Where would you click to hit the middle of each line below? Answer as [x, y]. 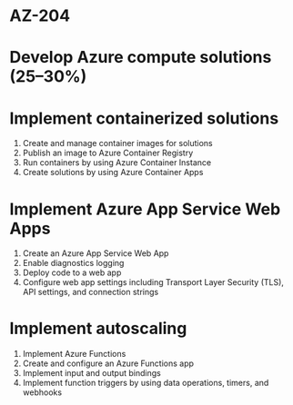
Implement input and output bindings [91, 373]
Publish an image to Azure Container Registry [108, 153]
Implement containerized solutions [144, 118]
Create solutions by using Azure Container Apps [113, 173]
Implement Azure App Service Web [145, 209]
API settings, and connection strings [91, 292]
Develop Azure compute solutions [141, 58]
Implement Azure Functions [74, 354]
